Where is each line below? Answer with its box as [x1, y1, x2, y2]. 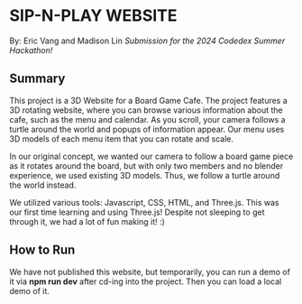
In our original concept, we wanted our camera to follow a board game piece [9, 151, 294, 161]
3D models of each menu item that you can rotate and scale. [9, 133, 234, 144]
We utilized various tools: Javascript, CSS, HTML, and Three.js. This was [9, 197, 279, 207]
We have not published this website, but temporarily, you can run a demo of [9, 266, 291, 277]
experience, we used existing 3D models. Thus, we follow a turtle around [9, 170, 280, 180]
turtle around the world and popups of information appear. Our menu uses [9, 124, 285, 134]
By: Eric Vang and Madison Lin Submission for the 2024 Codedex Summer [9, 35, 286, 46]
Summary [9, 71, 66, 87]
